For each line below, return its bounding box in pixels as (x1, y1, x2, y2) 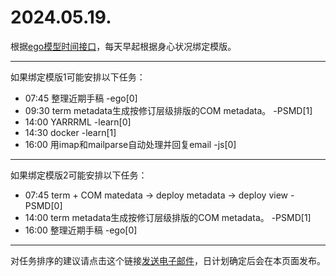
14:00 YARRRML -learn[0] (24, 116, 132, 128)
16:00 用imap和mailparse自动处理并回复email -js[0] (24, 138, 237, 150)
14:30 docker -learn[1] (24, 126, 117, 138)
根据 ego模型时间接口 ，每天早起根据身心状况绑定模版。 (10, 40, 237, 52)
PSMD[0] (24, 199, 63, 211)
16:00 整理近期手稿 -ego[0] (24, 224, 138, 236)
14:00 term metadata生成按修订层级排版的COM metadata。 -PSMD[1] (24, 211, 312, 223)
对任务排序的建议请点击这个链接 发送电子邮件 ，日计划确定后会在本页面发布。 (10, 254, 326, 266)
